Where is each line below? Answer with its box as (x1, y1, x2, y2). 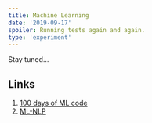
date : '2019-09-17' (8, 19, 72, 27)
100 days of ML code (19, 99, 88, 108)
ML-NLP (19, 107, 47, 116)
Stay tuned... (8, 55, 49, 64)
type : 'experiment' (8, 33, 72, 42)
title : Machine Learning (8, 11, 89, 20)
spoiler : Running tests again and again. (8, 26, 146, 34)
